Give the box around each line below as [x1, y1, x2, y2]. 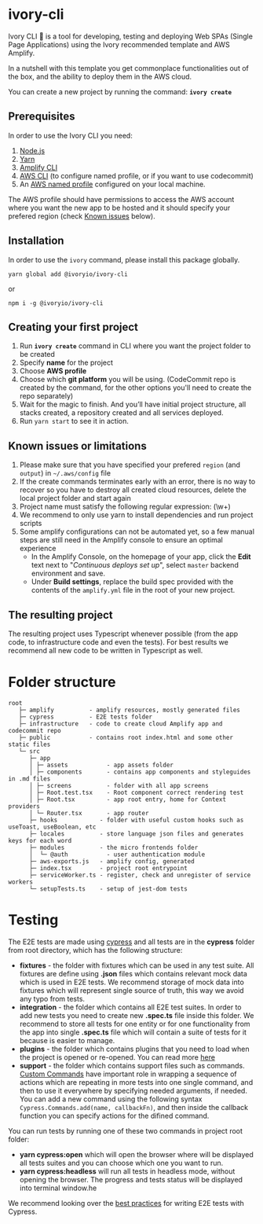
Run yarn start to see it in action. [19, 417, 130, 426]
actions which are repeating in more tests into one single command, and [19, 1077, 254, 1086]
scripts [19, 519, 42, 528]
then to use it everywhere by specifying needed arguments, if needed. [19, 1086, 247, 1095]
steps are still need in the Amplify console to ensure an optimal [19, 535, 224, 545]
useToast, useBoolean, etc [8, 823, 97, 831]
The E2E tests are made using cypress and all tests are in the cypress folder [8, 937, 255, 946]
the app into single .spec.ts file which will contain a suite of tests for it [19, 1027, 247, 1037]
